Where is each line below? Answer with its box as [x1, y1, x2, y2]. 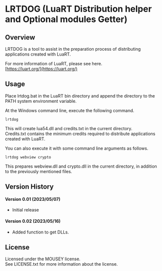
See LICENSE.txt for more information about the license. [5, 261, 118, 267]
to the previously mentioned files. [5, 168, 72, 174]
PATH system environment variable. [5, 98, 77, 104]
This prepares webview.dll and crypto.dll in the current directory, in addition [5, 163, 157, 169]
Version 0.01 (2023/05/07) [5, 196, 61, 202]
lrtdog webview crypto [5, 155, 51, 159]
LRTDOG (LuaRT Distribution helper [5, 3, 152, 15]
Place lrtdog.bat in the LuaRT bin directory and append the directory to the [5, 93, 155, 98]
